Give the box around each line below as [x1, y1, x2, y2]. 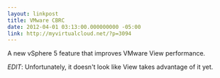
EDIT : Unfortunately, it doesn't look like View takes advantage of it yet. [7, 63, 214, 71]
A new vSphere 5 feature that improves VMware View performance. [7, 49, 206, 58]
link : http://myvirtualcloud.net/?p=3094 [7, 30, 132, 37]
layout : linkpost [7, 10, 59, 18]
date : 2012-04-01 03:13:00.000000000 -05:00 [7, 23, 141, 30]
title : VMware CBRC [7, 17, 65, 24]
